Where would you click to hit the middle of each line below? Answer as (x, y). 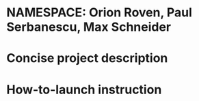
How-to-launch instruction (84, 89)
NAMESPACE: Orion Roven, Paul (99, 13)
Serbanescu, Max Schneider (89, 27)
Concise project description (87, 58)
